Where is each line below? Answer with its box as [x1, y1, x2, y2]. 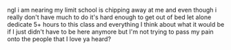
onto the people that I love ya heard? [7, 35, 112, 43]
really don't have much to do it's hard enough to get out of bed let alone [7, 13, 212, 21]
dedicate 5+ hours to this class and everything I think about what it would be [7, 21, 225, 28]
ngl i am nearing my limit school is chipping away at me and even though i [7, 6, 217, 14]
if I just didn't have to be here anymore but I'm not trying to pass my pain [7, 27, 214, 36]
